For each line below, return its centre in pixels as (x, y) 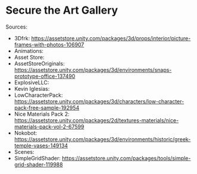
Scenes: (24, 151)
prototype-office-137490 (45, 76)
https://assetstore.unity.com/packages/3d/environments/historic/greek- (102, 139)
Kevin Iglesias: (32, 88)
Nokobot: (26, 133)
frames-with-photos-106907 (49, 45)
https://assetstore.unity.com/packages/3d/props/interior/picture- (111, 38)
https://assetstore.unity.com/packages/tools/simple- (126, 158)
